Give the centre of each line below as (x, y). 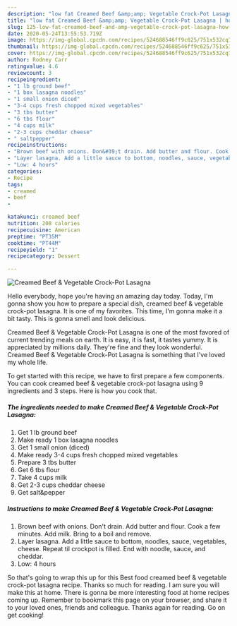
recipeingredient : (34, 79)
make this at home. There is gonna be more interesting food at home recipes (119, 593)
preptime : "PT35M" (34, 236)
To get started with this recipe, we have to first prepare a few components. (116, 376)
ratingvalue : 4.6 (33, 66)
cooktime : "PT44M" (34, 243)
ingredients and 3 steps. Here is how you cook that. (82, 391)
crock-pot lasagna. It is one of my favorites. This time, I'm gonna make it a (115, 311)
